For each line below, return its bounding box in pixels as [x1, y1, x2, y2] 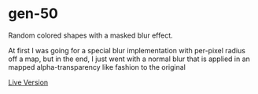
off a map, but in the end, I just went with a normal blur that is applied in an [8, 54, 250, 63]
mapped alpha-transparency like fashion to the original [8, 62, 186, 71]
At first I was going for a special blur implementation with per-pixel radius [8, 45, 246, 55]
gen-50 [8, 5, 59, 23]
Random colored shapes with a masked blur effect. [8, 31, 173, 40]
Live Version [8, 78, 49, 87]
